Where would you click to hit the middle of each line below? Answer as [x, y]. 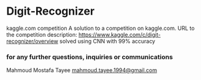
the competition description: [42, 34]
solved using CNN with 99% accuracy [108, 41]
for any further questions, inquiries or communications [90, 57]
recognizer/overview [32, 41]
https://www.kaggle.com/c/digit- [119, 34]
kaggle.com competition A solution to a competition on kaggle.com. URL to [100, 28]
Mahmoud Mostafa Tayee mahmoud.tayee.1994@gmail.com [82, 70]
